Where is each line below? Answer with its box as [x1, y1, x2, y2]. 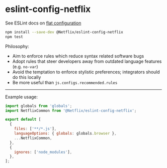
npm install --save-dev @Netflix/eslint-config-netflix [5, 29, 123, 34]
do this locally [12, 74, 41, 80]
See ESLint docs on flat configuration [5, 20, 82, 26]
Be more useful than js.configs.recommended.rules [12, 79, 118, 85]
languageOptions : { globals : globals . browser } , [14, 131, 117, 136]
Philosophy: [5, 43, 29, 49]
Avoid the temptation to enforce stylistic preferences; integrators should [12, 69, 160, 75]
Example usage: [5, 94, 38, 100]
